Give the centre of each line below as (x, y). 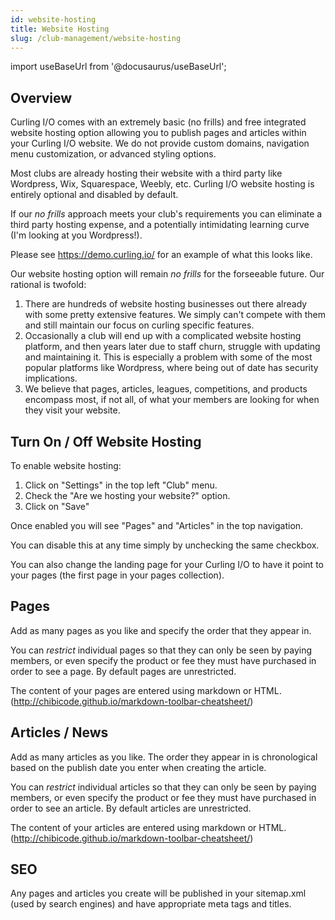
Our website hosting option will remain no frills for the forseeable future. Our (167, 274)
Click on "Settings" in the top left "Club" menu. (121, 485)
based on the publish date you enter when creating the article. (138, 767)
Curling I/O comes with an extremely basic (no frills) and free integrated (158, 122)
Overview (41, 97)
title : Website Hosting (60, 29)
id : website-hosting (53, 19)
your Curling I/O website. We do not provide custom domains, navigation (160, 143)
